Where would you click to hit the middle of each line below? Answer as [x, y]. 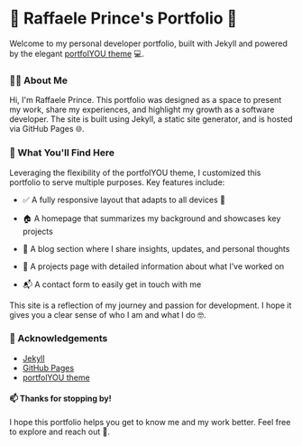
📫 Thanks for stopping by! [60, 399]
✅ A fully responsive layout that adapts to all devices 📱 [124, 200]
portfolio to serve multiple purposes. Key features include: [117, 182]
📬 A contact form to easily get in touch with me [112, 284]
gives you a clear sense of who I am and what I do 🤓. [108, 314]
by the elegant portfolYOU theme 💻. [77, 53]
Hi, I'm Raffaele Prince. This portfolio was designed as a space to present [146, 100]
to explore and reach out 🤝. [60, 432]
